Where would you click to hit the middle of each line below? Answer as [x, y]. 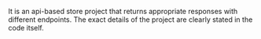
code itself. [26, 28]
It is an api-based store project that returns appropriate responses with [123, 11]
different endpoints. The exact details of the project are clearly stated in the [130, 19]
